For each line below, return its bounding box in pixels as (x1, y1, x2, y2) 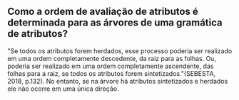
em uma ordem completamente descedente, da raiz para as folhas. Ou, (7, 54, 216, 62)
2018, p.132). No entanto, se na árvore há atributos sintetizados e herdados (7, 77, 228, 85)
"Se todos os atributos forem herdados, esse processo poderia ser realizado (7, 46, 233, 55)
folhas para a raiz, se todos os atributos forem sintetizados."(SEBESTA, (7, 69, 216, 77)
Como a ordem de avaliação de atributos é (7, 6, 198, 18)
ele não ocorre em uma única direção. (7, 84, 119, 93)
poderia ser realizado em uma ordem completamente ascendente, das (7, 62, 214, 70)
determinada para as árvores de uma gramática (7, 17, 223, 29)
